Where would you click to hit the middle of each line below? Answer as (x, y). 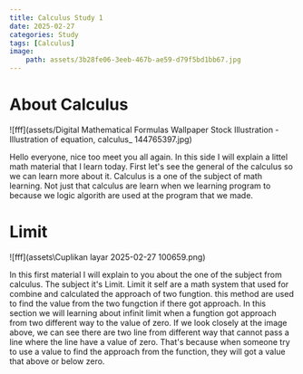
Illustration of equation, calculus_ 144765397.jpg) (101, 139)
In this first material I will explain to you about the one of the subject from (146, 274)
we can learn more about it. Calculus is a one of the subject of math (136, 176)
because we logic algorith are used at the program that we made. (132, 195)
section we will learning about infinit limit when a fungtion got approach (143, 312)
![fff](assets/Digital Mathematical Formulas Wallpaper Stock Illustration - (144, 129)
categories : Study (44, 34)
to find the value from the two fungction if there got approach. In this (137, 303)
